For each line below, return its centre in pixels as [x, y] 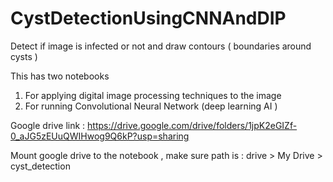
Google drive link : [48, 125]
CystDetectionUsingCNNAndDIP [148, 18]
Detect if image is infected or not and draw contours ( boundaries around [161, 46]
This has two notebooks [60, 76]
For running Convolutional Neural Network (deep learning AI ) [151, 106]
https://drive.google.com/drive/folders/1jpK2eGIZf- [192, 125]
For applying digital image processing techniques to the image [153, 95]
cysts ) [24, 56]
